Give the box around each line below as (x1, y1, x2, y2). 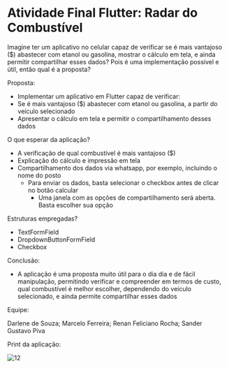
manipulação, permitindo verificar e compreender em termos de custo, (17, 277, 221, 286)
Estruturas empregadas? (7, 214, 78, 223)
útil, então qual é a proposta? (7, 65, 91, 73)
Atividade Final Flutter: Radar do (7, 5, 198, 21)
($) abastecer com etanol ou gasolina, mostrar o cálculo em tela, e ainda (7, 50, 216, 59)
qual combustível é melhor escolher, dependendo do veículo (17, 284, 192, 293)
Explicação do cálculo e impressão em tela (17, 156, 141, 165)
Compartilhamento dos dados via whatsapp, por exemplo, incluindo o (17, 163, 218, 172)
